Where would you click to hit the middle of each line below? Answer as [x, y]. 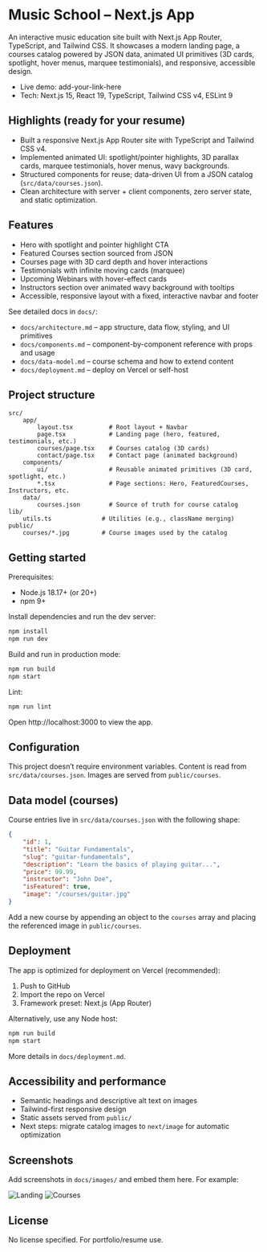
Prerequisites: [31, 577]
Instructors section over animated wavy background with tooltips [127, 287]
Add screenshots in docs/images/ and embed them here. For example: [123, 1180]
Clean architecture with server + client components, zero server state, [136, 191]
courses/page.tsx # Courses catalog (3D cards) [123, 449]
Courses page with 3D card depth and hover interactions [114, 261]
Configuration [44, 747]
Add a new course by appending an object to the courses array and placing [132, 917]
